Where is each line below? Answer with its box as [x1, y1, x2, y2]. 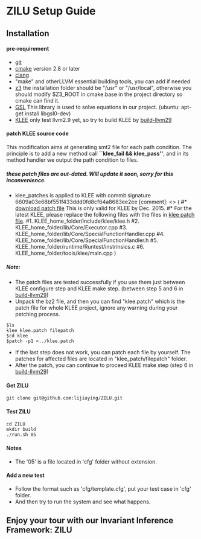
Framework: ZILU [6, 525, 72, 535]
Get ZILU [6, 381, 29, 389]
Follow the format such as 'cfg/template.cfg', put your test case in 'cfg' [14, 485, 191, 493]
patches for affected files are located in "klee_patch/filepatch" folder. [14, 355, 188, 362]
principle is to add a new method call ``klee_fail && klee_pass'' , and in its [6, 150, 189, 157]
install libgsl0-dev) [25, 110, 71, 117]
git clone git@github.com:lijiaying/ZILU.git [6, 395, 123, 401]
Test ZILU [6, 407, 31, 415]
